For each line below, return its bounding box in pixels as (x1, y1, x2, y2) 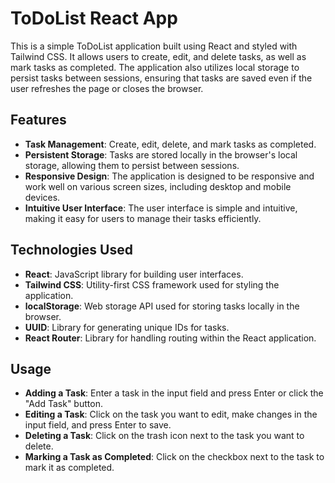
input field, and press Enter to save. (24, 419, 172, 431)
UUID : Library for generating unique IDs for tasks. (24, 321, 230, 333)
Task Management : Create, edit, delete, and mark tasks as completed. (24, 138, 317, 150)
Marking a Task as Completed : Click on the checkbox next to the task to (24, 451, 325, 463)
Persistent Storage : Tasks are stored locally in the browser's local (24, 148, 298, 161)
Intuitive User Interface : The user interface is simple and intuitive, (24, 202, 298, 214)
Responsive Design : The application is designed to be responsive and (24, 170, 315, 182)
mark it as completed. (24, 462, 115, 474)
